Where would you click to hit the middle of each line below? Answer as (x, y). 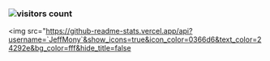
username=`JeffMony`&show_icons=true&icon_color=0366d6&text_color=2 (135, 39)
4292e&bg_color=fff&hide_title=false (70, 48)
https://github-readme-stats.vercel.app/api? (119, 31)
